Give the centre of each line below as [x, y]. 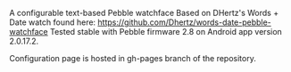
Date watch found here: [53, 22]
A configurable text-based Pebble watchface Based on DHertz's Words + [144, 13]
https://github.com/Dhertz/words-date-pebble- [185, 22]
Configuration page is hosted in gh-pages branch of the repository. [133, 58]
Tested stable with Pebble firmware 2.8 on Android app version [166, 32]
